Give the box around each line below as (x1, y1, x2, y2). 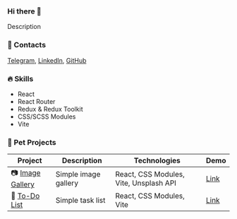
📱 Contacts (7, 40, 47, 50)
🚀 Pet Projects (7, 137, 56, 147)
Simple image (55, 169, 101, 179)
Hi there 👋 (7, 6, 42, 16)
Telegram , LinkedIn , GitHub (7, 56, 87, 64)
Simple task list (55, 196, 106, 206)
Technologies (133, 155, 181, 165)
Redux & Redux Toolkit (17, 105, 83, 113)
